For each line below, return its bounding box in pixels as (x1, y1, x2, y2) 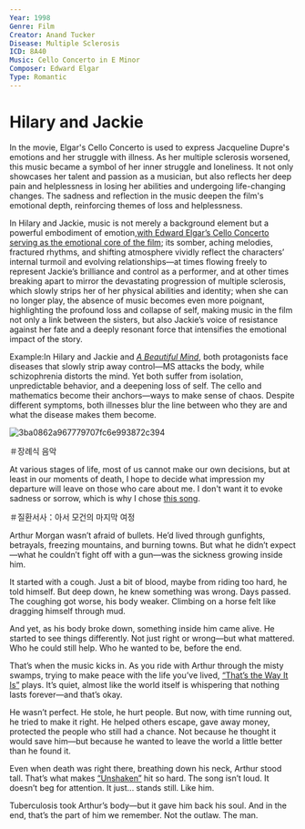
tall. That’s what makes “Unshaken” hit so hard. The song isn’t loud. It (9, 773, 269, 784)
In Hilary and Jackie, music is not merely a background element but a (9, 217, 269, 228)
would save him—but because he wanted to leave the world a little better (9, 735, 283, 746)
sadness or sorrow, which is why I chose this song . (9, 492, 200, 503)
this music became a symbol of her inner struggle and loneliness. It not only (9, 161, 294, 172)
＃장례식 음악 (9, 445, 57, 456)
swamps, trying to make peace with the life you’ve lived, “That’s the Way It (9, 670, 289, 681)
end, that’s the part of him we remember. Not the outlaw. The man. (9, 809, 259, 820)
